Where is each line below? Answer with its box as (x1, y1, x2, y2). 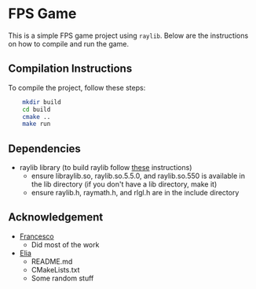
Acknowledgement (8, 210, 104, 224)
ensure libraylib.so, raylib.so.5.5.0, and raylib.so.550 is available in (31, 171, 246, 181)
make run (22, 120, 51, 128)
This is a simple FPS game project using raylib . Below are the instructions (8, 31, 249, 40)
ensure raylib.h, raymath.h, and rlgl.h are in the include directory (31, 188, 240, 198)
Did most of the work (31, 239, 100, 249)
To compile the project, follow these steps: (8, 83, 146, 92)
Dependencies (8, 142, 81, 155)
